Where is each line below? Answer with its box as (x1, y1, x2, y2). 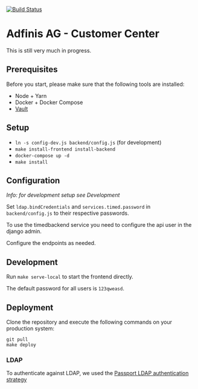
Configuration (6, 175, 60, 186)
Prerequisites (6, 64, 58, 75)
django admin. (6, 227, 42, 235)
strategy (6, 376, 27, 384)
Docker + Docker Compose (14, 99, 83, 106)
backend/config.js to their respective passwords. (6, 209, 130, 217)
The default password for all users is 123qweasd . (6, 285, 125, 292)
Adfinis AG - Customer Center (6, 27, 160, 41)
